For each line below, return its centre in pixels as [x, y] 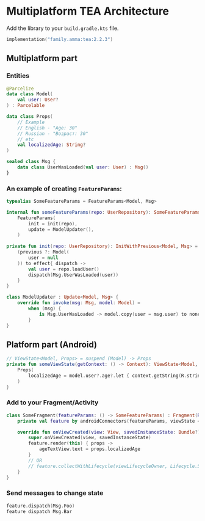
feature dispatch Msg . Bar [39, 511]
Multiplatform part [42, 58]
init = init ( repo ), [53, 224]
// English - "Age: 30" [48, 128]
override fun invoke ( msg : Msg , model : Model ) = [79, 303]
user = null [44, 258]
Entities [18, 76]
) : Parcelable [26, 106]
